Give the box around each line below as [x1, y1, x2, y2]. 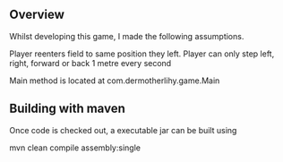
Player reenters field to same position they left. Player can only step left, [9, 48, 275, 59]
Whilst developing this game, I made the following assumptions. [9, 30, 244, 41]
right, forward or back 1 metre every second [9, 57, 172, 68]
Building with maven [9, 101, 125, 116]
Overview [9, 7, 65, 22]
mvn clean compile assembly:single [9, 142, 141, 153]
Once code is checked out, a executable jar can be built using [9, 124, 237, 135]
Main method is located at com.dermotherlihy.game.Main [9, 75, 220, 86]
